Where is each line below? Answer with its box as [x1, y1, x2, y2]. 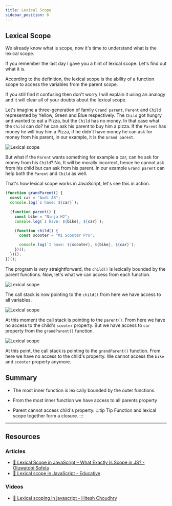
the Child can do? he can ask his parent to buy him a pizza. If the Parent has [5, 123, 166, 129]
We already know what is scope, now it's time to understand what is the [5, 45, 157, 51]
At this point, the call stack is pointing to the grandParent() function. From [5, 347, 161, 354]
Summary [5, 374, 37, 382]
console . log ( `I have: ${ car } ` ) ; [10, 200, 79, 205]
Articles [5, 447, 26, 455]
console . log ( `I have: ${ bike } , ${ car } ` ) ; [14, 219, 104, 224]
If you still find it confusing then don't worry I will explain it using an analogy [5, 91, 165, 98]
